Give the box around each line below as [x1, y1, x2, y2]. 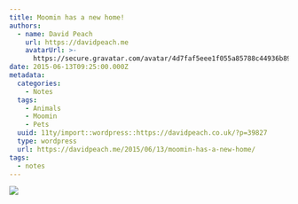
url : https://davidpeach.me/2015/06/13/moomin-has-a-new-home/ [17, 145, 255, 153]
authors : [9, 21, 42, 30]
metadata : [9, 71, 46, 80]
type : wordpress [17, 137, 77, 145]
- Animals [25, 104, 62, 113]
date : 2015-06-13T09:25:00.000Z [9, 63, 129, 72]
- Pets [25, 121, 50, 129]
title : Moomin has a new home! [9, 12, 125, 22]
